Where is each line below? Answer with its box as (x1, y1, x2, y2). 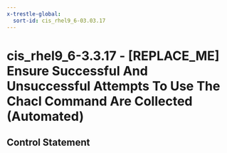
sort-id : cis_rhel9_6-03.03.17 (13, 17, 106, 24)
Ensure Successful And (6, 63, 149, 79)
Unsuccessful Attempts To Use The (6, 78, 221, 94)
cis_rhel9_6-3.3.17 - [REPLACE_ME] (6, 48, 220, 64)
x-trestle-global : (6, 10, 61, 18)
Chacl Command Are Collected (6, 93, 193, 109)
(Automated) (6, 108, 85, 125)
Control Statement (6, 137, 90, 149)
